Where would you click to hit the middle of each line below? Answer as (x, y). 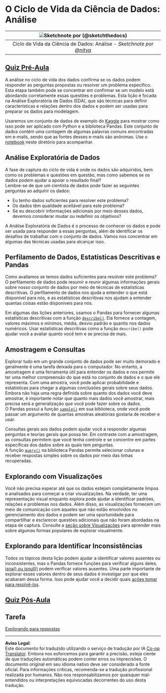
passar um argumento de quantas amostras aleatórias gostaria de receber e (83, 414)
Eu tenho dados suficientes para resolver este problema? (70, 200)
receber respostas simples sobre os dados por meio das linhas (69, 456)
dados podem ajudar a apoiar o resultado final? (53, 180)
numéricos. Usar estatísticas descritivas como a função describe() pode (79, 329)
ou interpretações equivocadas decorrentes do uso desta (87, 680)
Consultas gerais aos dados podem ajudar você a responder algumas (76, 429)
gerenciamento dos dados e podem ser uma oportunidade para (70, 515)
